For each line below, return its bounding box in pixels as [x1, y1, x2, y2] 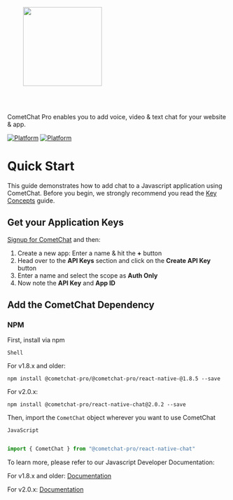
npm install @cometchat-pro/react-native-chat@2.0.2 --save [7, 401, 187, 408]
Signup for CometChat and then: [7, 235, 101, 243]
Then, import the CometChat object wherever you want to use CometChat [7, 414, 216, 422]
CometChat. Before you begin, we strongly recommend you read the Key [7, 189, 217, 197]
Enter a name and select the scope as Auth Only [17, 271, 158, 280]
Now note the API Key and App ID [17, 278, 115, 287]
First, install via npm [7, 336, 65, 344]
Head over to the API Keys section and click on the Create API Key [17, 256, 211, 264]
